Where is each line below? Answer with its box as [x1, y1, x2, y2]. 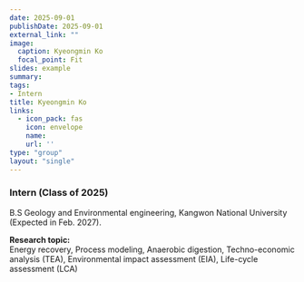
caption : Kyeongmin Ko [17, 47, 103, 56]
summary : [9, 73, 43, 82]
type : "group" [9, 148, 64, 157]
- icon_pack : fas [17, 114, 83, 123]
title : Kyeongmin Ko [9, 97, 88, 107]
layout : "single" [9, 156, 75, 166]
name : [25, 131, 47, 141]
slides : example [9, 64, 71, 73]
